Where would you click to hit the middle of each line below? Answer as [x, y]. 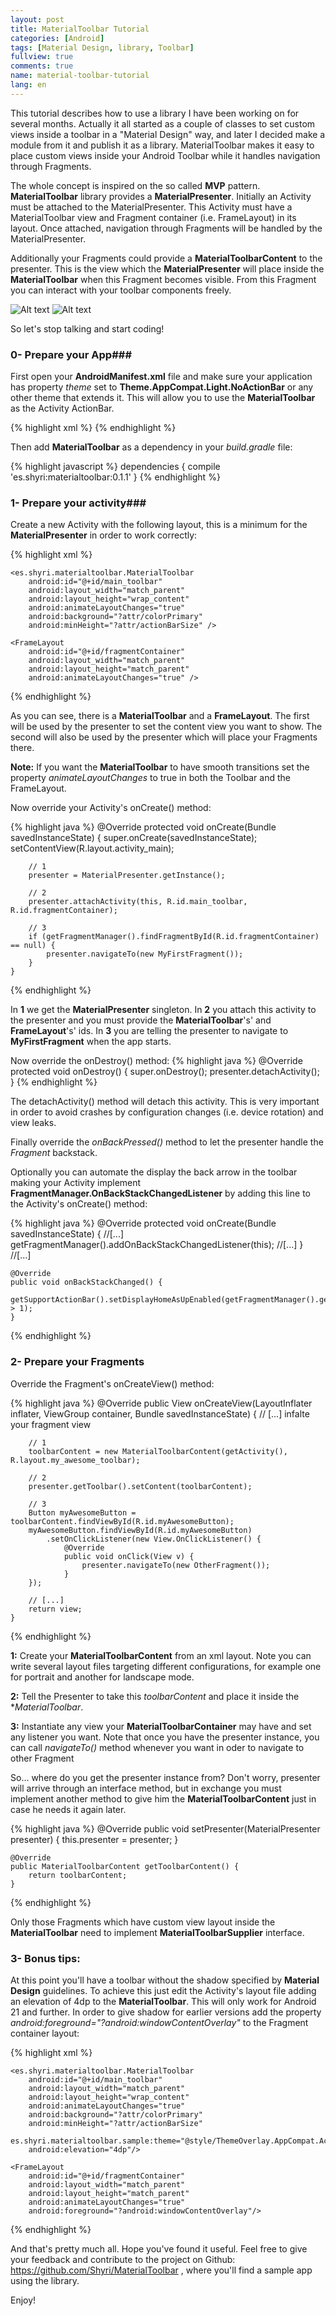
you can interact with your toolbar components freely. [121, 290]
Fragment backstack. [54, 1153]
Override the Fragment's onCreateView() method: [112, 1383]
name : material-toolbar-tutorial [80, 76]
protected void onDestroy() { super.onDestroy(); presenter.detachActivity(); [165, 1072]
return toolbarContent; [78, 1875]
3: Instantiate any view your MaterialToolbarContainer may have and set [161, 1726]
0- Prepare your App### [71, 354]
